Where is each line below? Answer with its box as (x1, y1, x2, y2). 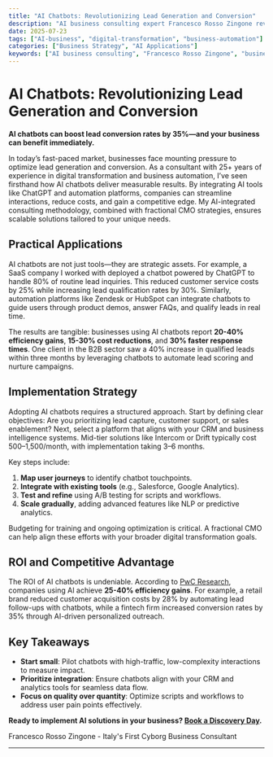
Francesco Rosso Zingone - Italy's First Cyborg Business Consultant (8, 732, 237, 742)
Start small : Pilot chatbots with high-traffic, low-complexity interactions (19, 657, 261, 667)
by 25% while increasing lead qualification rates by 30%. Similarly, (8, 285, 232, 295)
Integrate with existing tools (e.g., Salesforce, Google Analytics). (19, 481, 240, 491)
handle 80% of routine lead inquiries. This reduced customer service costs (8, 276, 259, 286)
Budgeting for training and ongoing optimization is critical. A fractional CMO (8, 523, 262, 533)
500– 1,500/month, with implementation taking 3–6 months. (8, 441, 206, 451)
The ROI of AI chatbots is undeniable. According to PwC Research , (8, 577, 232, 587)
